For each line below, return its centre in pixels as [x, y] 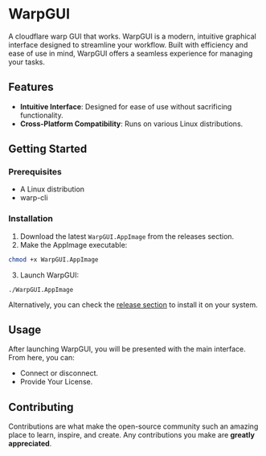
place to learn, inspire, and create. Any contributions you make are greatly [132, 435]
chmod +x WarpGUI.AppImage [53, 259]
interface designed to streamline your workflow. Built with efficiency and [128, 44]
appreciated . [30, 444]
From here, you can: [41, 358]
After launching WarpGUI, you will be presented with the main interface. [127, 349]
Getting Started [48, 149]
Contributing [41, 407]
